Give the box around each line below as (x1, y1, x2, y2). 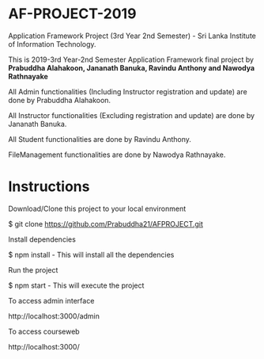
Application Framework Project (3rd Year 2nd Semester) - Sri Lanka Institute (8, 31, 257, 40)
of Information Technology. (8, 39, 96, 48)
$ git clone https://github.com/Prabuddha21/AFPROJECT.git (8, 219, 204, 228)
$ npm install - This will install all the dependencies (8, 250, 175, 259)
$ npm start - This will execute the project (8, 281, 145, 290)
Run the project (8, 265, 58, 274)
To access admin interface (8, 296, 95, 305)
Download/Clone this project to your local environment (8, 204, 187, 213)
